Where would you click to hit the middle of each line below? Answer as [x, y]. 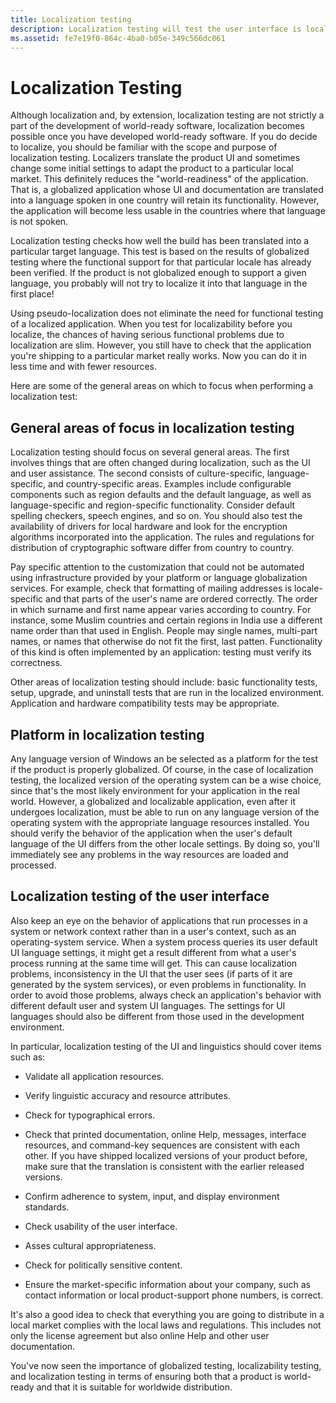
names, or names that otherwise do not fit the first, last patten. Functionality [166, 642]
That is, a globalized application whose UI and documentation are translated [167, 190]
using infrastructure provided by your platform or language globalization [159, 578]
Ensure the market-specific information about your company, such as [167, 1284]
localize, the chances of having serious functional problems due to [147, 335]
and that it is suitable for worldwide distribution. [134, 1387]
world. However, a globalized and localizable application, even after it [153, 801]
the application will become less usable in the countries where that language [168, 211]
